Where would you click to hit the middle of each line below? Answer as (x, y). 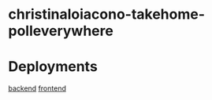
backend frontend (37, 88)
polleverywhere (61, 31)
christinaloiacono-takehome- (107, 14)
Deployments (53, 67)
